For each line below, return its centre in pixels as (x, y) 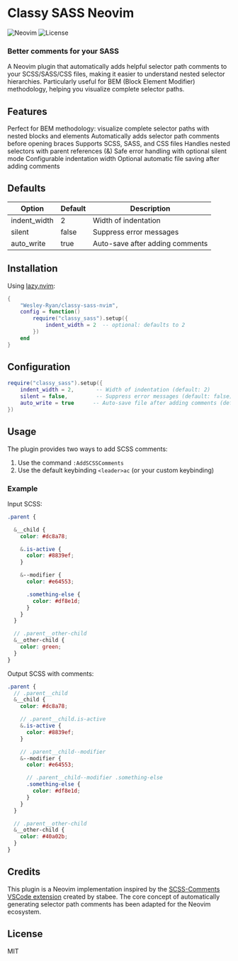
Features (27, 111)
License (25, 934)
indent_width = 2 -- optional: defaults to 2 (115, 325)
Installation (33, 268)
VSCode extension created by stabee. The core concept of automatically (114, 896)
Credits (24, 872)
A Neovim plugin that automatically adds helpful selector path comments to (117, 67)
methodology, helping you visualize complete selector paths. (96, 89)
